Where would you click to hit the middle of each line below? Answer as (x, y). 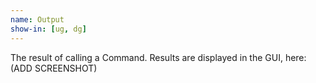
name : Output (37, 19)
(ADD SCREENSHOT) (54, 68)
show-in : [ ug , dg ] (48, 29)
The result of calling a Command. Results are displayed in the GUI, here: (158, 57)
